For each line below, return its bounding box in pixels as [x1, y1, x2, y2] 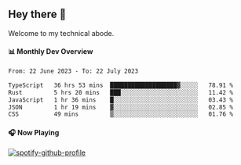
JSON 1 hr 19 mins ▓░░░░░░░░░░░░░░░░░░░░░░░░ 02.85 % [8, 103, 234, 111]
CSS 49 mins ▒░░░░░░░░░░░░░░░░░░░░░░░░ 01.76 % [8, 110, 234, 118]
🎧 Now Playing [8, 127, 60, 137]
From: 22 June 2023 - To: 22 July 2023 [8, 67, 139, 75]
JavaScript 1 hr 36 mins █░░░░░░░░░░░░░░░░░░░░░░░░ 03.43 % [8, 95, 234, 104]
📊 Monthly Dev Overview [8, 47, 93, 56]
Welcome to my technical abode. [8, 28, 115, 38]
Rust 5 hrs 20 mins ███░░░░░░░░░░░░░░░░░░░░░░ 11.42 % [8, 88, 234, 96]
